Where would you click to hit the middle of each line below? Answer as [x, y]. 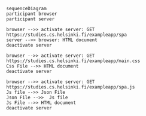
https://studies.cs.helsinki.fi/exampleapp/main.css [73, 61]
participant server [31, 19]
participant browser [32, 14]
